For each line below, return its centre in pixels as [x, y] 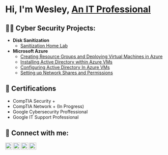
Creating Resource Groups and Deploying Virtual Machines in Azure [91, 56]
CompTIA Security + [34, 101]
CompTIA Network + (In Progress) [48, 106]
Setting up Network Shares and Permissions [66, 73]
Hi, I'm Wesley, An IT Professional [78, 9]
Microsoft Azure [30, 51]
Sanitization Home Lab [44, 46]
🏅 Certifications [31, 89]
